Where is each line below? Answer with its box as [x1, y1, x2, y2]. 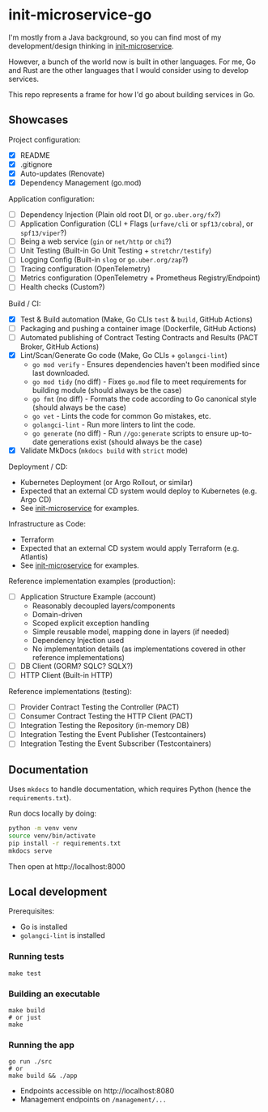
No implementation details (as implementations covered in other [32, 644, 246, 654]
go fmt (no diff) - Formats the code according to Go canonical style [32, 394, 257, 403]
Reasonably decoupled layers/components [32, 601, 176, 611]
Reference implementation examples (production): [8, 576, 176, 586]
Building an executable [8, 988, 100, 999]
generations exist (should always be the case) [49, 437, 202, 446]
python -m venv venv [8, 824, 79, 833]
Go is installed [19, 922, 68, 932]
